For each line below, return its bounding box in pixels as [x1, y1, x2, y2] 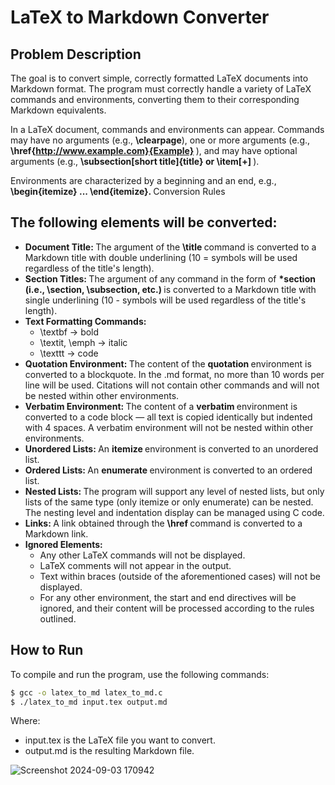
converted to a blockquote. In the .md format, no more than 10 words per [24, 368, 325, 380]
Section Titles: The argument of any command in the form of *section [24, 272, 316, 285]
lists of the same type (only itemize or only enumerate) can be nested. [24, 496, 314, 508]
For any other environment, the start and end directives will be [39, 591, 297, 603]
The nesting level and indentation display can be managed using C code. [24, 506, 325, 518]
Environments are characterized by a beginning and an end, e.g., [10, 175, 277, 186]
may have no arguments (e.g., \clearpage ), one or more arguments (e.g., [10, 134, 311, 146]
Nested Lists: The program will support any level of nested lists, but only [24, 485, 325, 497]
